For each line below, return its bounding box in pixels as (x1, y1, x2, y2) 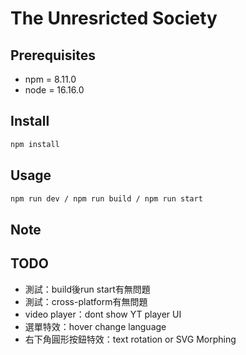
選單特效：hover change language (24, 320, 167, 332)
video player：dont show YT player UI (24, 308, 182, 320)
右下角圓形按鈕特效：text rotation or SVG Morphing (24, 333, 237, 345)
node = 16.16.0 (24, 84, 85, 96)
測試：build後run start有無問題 (24, 283, 151, 295)
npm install (10, 139, 60, 149)
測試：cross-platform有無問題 (24, 295, 148, 307)
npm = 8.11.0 (24, 73, 77, 85)
